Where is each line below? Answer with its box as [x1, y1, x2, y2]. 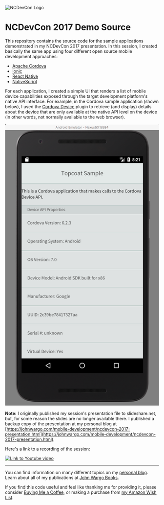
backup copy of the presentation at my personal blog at [5, 421, 117, 427]
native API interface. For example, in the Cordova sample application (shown [5, 98, 159, 104]
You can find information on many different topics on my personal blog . [5, 469, 148, 475]
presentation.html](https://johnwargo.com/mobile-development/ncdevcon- [5, 431, 156, 437]
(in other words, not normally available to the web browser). [5, 114, 125, 120]
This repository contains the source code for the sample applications [5, 38, 144, 44]
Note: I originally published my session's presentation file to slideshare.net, [5, 410, 157, 416]
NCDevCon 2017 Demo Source [5, 22, 131, 33]
